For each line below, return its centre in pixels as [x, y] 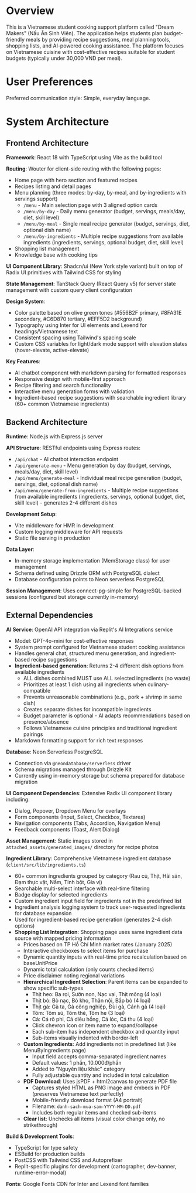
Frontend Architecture [47, 143]
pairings [33, 734]
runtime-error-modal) [40, 1172]
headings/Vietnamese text [46, 331]
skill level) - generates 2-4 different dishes [66, 503]
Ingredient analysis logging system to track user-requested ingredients [100, 907]
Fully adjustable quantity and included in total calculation [100, 1075]
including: [18, 799]
